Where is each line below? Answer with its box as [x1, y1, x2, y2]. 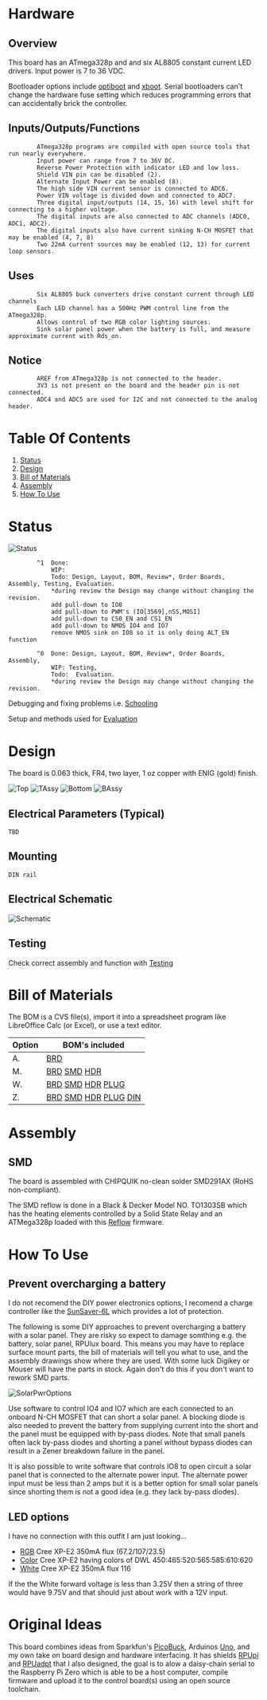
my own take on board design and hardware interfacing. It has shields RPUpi [8, 1651, 259, 1660]
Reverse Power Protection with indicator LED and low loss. [37, 163, 240, 171]
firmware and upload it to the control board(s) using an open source [8, 1676, 230, 1686]
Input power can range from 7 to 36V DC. [37, 156, 176, 164]
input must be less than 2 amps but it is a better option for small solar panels [8, 1478, 258, 1488]
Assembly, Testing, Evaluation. [8, 580, 115, 588]
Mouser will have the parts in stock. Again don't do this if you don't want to [8, 1364, 254, 1374]
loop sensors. [8, 247, 56, 255]
